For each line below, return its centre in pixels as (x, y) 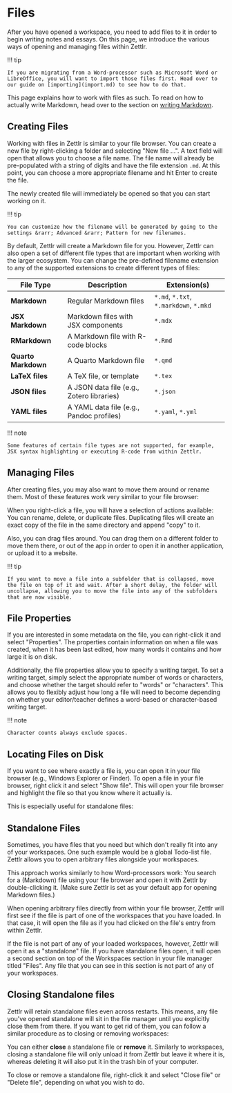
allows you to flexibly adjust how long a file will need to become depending (114, 692)
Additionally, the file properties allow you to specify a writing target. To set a (116, 670)
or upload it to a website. (42, 553)
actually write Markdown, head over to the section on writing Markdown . (110, 104)
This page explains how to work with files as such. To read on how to (105, 97)
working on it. (27, 200)
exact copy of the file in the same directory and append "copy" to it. (104, 525)
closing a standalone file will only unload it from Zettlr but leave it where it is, (116, 1054)
